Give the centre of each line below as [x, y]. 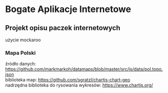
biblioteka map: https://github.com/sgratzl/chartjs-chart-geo [68, 80]
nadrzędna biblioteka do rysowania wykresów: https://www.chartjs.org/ [79, 85]
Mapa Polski [21, 53]
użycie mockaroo [23, 40]
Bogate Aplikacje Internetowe [68, 9]
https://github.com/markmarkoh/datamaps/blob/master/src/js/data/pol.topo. [84, 69]
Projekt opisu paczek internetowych [63, 28]
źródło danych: [21, 64]
